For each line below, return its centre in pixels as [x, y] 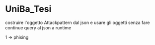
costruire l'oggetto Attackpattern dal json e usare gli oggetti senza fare [77, 22]
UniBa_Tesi [28, 9]
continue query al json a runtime [38, 27]
